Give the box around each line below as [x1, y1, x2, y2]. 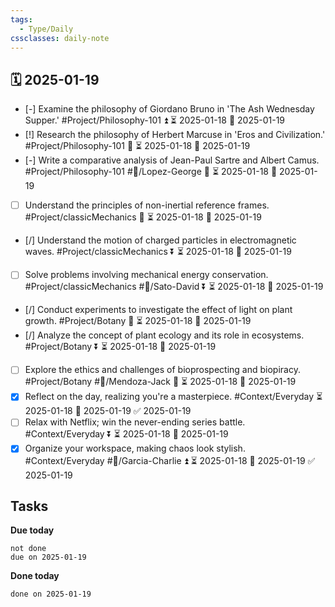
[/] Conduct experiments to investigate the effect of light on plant [24, 304, 293, 316]
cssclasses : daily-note [10, 33, 110, 43]
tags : [10, 14, 33, 25]
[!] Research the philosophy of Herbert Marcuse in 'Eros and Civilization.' [24, 129, 326, 141]
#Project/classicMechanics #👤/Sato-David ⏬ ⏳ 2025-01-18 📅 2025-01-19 [24, 281, 324, 293]
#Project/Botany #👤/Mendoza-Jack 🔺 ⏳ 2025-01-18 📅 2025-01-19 [24, 376, 297, 388]
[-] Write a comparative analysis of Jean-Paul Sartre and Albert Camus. [24, 154, 320, 166]
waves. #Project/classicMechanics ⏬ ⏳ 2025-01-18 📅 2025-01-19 [24, 246, 292, 258]
